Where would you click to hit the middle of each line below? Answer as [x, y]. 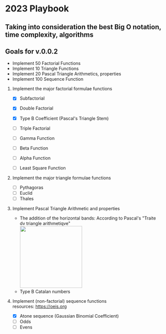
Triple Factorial [35, 128]
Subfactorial [32, 98]
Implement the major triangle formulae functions [62, 178]
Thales [27, 199]
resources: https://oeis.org [39, 306]
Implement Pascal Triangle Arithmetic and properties [66, 209]
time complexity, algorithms [49, 34]
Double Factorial [36, 108]
